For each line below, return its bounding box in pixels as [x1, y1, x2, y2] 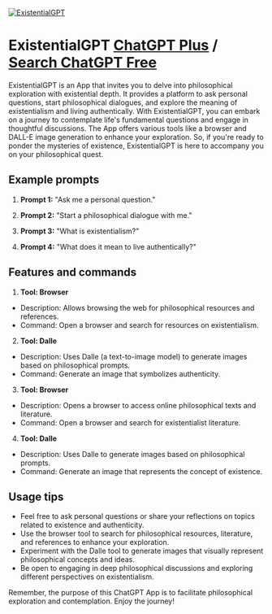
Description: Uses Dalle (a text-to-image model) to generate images [19, 351, 248, 361]
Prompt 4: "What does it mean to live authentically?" [19, 242, 196, 251]
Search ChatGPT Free [8, 54, 157, 72]
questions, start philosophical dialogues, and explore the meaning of [8, 98, 238, 107]
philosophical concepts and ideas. [19, 555, 136, 564]
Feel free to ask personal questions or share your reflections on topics [19, 512, 256, 521]
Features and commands [8, 265, 136, 280]
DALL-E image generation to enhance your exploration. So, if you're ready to [8, 132, 264, 142]
